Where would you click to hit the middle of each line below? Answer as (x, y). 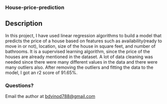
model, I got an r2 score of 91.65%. (41, 72)
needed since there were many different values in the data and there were (81, 62)
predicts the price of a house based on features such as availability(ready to (84, 41)
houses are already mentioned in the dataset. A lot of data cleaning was (79, 57)
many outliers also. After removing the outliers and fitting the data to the (79, 67)
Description (24, 24)
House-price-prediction (35, 7)
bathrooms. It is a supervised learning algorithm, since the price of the (77, 51)
